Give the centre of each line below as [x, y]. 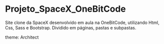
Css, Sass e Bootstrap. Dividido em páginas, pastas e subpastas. [71, 27]
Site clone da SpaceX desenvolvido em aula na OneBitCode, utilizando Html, [82, 22]
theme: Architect [22, 37]
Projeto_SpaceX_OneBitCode [66, 9]
